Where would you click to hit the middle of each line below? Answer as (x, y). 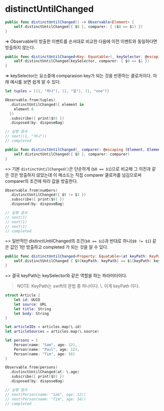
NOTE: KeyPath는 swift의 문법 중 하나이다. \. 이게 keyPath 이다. (78, 286)
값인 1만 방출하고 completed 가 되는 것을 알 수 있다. (59, 247)
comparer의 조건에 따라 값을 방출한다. (41, 181)
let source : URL (31, 304)
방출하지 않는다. (20, 47)
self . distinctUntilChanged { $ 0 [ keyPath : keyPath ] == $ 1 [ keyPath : (83, 261)
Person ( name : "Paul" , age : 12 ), (47, 349)
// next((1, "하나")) (26, 136)
